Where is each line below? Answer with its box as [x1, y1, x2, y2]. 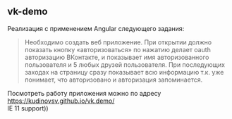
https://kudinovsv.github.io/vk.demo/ [7, 96, 115, 105]
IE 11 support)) [7, 104, 49, 112]
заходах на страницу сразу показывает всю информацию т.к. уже [24, 68, 224, 76]
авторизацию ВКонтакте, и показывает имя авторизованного [24, 53, 209, 61]
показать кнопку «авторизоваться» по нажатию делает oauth [24, 45, 212, 54]
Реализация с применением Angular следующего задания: [7, 24, 185, 32]
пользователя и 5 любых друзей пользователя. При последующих [24, 60, 226, 69]
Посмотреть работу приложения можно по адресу [7, 89, 161, 97]
